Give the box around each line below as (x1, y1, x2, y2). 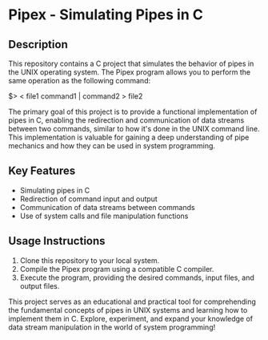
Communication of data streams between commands (19, 202, 195, 212)
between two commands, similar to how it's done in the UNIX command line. (8, 124, 260, 133)
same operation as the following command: (8, 76, 150, 85)
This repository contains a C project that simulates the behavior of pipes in (8, 59, 254, 68)
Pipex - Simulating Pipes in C (8, 6, 204, 24)
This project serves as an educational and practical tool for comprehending (8, 297, 256, 306)
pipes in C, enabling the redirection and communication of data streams (8, 115, 245, 125)
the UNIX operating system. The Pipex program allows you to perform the (8, 67, 251, 77)
